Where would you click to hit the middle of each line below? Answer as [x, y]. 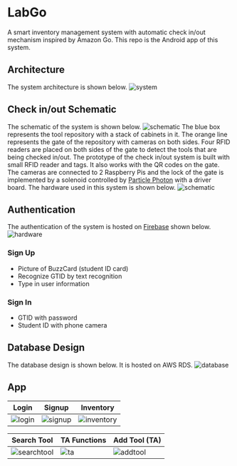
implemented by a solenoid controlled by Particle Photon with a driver [109, 180]
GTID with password [47, 318]
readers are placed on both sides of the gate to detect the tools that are [112, 149]
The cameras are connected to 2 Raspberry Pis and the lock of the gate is [116, 172]
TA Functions [83, 440]
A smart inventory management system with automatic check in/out [107, 32]
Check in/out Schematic [62, 110]
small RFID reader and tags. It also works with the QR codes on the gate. [114, 164]
